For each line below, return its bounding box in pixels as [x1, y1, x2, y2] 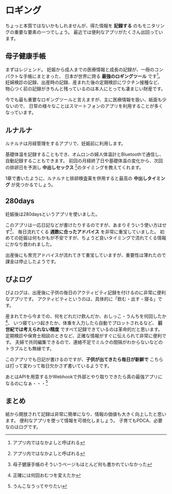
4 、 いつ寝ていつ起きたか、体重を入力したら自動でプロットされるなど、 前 [5, 319, 163, 326]
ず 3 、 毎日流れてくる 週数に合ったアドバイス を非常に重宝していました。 [5, 227, 159, 234]
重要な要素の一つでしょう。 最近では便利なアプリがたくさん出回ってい [14, 29, 163, 35]
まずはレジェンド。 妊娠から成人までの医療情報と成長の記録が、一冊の [5, 66, 155, 72]
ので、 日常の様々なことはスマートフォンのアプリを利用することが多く [14, 103, 163, 109]
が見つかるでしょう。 [11, 181, 56, 187]
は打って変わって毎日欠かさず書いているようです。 [5, 362, 112, 369]
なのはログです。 [5, 424, 41, 430]
